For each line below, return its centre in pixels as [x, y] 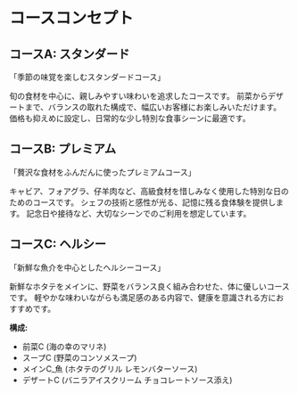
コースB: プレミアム [63, 149]
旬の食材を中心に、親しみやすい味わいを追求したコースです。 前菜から [139, 96]
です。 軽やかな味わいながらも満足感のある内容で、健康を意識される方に [143, 297]
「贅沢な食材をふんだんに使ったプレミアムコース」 [103, 172]
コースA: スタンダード [70, 54]
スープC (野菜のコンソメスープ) [79, 357]
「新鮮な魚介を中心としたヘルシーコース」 [87, 267]
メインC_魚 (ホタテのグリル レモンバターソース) [110, 368]
